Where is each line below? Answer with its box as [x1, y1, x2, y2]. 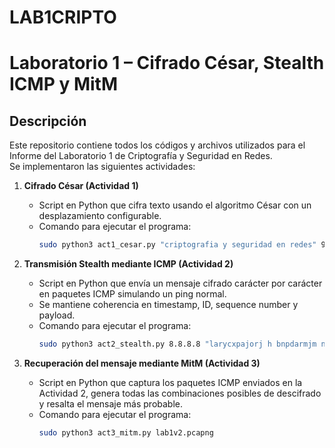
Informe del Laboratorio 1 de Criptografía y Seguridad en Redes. [9, 150, 273, 162]
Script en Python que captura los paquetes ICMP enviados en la [38, 376, 303, 388]
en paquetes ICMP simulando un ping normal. [38, 288, 227, 300]
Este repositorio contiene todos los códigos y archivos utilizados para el [9, 139, 306, 151]
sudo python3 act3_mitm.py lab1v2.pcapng [38, 427, 214, 438]
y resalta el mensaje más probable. [38, 397, 184, 410]
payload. [38, 309, 76, 321]
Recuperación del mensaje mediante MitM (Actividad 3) [23, 357, 261, 369]
